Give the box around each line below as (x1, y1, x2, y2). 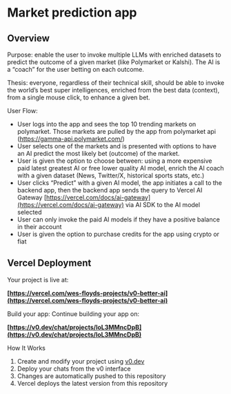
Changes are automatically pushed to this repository (17, 371, 166, 380)
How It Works (7, 344, 46, 352)
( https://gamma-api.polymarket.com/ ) (17, 135, 125, 143)
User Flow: (7, 107, 38, 115)
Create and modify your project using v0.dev (17, 357, 145, 365)
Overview (7, 32, 50, 44)
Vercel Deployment (7, 257, 92, 269)
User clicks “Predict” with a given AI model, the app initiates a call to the (17, 179, 223, 187)
